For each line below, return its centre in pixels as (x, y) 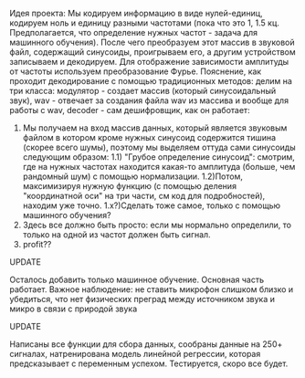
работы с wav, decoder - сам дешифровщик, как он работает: (130, 110)
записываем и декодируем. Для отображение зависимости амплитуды (149, 62)
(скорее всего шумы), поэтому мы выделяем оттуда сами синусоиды (159, 147)
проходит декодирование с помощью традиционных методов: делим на (151, 81)
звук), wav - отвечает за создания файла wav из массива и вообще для (149, 100)
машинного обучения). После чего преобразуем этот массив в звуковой (152, 42)
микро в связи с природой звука (74, 309)
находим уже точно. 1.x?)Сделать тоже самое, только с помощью (152, 205)
